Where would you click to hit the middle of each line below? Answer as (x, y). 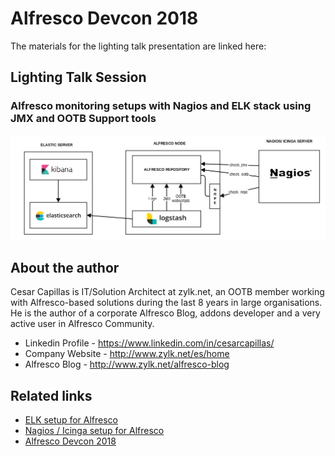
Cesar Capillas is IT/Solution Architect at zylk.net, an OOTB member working (167, 292)
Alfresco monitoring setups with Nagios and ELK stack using (161, 106)
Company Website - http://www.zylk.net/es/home (127, 354)
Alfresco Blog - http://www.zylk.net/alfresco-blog (127, 364)
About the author (65, 267)
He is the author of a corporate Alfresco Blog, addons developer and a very (165, 313)
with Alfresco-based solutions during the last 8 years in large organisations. (166, 303)
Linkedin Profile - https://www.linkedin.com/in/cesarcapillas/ (149, 343)
